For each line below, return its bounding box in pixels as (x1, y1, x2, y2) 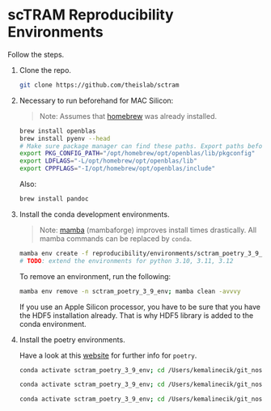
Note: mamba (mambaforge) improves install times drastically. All (39, 225, 256, 235)
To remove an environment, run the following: (19, 271, 171, 281)
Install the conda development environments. (19, 209, 170, 219)
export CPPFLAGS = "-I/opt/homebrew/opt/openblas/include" (19, 164, 216, 173)
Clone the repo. (19, 65, 72, 74)
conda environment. (19, 319, 87, 328)
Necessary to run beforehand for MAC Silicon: (19, 95, 174, 105)
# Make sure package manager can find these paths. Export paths (19, 142, 244, 150)
